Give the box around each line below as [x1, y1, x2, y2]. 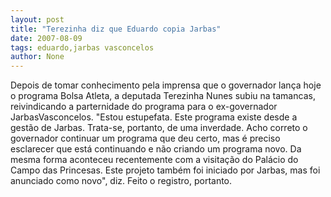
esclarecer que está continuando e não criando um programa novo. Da [10, 143, 302, 155]
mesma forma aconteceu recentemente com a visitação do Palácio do [10, 154, 299, 166]
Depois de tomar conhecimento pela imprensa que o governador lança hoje [10, 79, 322, 91]
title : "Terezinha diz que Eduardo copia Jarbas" [10, 24, 222, 34]
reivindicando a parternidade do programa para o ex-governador [10, 101, 278, 113]
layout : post [10, 14, 65, 25]
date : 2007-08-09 [10, 33, 83, 43]
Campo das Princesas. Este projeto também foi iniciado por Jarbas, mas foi [10, 164, 321, 176]
